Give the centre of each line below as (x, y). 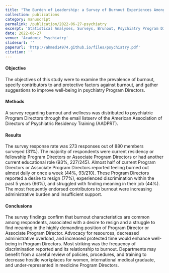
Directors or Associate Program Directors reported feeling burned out (77, 168)
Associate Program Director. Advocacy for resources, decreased (72, 233)
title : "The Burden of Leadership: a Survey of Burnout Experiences (78, 10)
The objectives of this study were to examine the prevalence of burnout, (80, 79)
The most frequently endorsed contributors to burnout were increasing (79, 189)
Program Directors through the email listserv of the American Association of (84, 118)
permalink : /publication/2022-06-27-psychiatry (56, 24)
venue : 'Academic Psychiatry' (37, 38)
